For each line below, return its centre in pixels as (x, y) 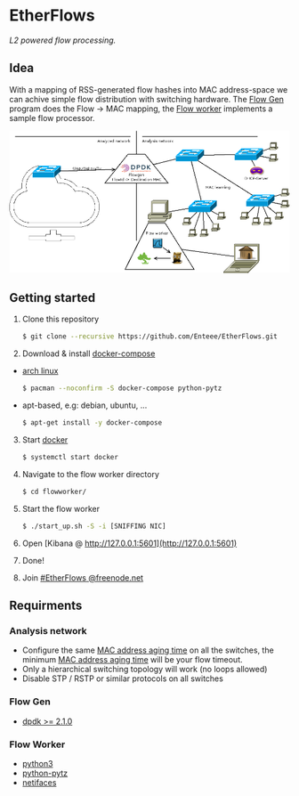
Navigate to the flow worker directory (91, 474)
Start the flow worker (61, 508)
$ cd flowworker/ (54, 491)
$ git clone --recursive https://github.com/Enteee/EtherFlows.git (149, 337)
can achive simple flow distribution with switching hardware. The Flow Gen (147, 99)
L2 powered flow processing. (63, 40)
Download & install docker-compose (89, 353)
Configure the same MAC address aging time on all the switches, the (148, 650)
